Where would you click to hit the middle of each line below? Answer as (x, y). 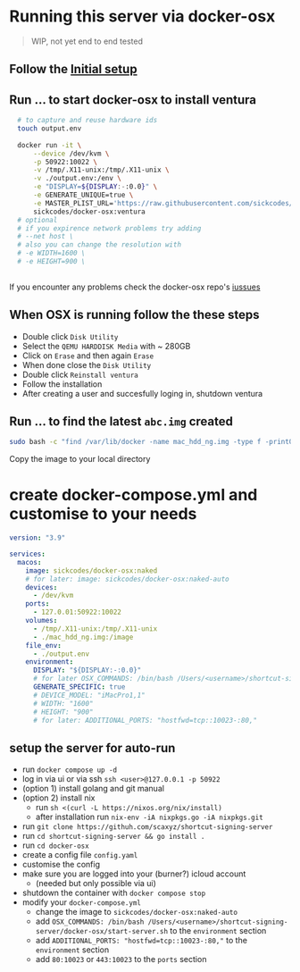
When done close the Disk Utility (87, 364)
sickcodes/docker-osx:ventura (89, 212)
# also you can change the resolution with (99, 245)
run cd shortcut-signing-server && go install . (113, 836)
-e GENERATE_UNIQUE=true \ (83, 195)
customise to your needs (103, 514)
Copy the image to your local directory (80, 459)
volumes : (42, 621)
